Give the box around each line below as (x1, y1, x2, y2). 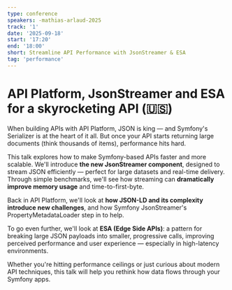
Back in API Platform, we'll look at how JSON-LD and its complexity (7, 196, 204, 204)
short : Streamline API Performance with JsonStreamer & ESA (7, 50, 187, 57)
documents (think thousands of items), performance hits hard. (7, 139, 187, 147)
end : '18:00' (7, 43, 45, 50)
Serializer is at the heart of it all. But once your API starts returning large (7, 131, 215, 140)
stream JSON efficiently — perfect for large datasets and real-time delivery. (7, 167, 225, 175)
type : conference (7, 10, 58, 17)
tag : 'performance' (7, 56, 64, 63)
